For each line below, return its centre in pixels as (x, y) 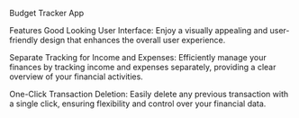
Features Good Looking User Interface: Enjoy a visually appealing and (139, 30)
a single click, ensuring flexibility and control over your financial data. (138, 104)
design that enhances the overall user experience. (133, 40)
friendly (24, 40)
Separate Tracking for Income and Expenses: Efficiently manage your (138, 57)
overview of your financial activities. (77, 77)
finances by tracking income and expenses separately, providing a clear (143, 67)
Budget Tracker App (47, 13)
